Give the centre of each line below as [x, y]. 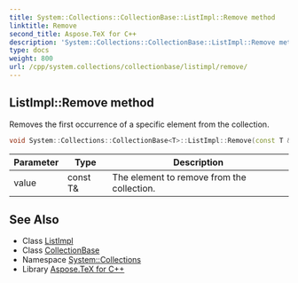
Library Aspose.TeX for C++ [73, 269]
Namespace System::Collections [82, 260]
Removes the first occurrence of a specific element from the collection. [139, 124]
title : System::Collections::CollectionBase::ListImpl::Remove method [142, 17]
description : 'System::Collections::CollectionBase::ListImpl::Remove [142, 42]
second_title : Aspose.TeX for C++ [73, 34]
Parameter [36, 162]
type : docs [29, 51]
